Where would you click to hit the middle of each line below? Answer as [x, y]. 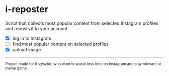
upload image [27, 50]
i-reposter [27, 9]
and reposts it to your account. [37, 28]
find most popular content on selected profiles [61, 44]
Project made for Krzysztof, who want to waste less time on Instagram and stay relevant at [83, 64]
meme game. [17, 68]
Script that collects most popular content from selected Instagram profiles [82, 23]
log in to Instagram [32, 38]
